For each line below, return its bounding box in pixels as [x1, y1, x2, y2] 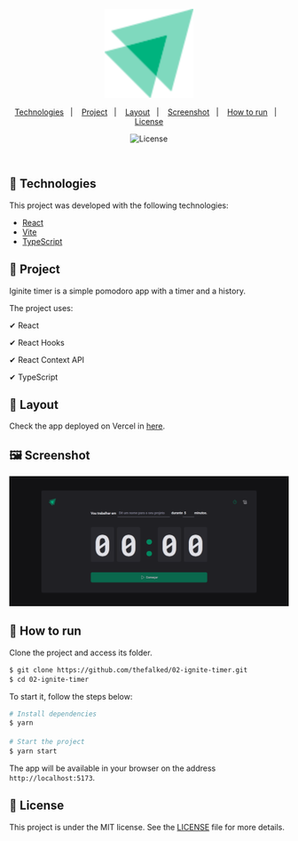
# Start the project [9, 738, 86, 747]
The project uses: [9, 302, 74, 313]
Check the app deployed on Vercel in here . [9, 420, 166, 431]
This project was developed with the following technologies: [9, 200, 229, 211]
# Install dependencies [9, 709, 98, 718]
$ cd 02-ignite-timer [9, 675, 90, 684]
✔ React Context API [9, 354, 85, 364]
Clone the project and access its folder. [9, 647, 153, 658]
